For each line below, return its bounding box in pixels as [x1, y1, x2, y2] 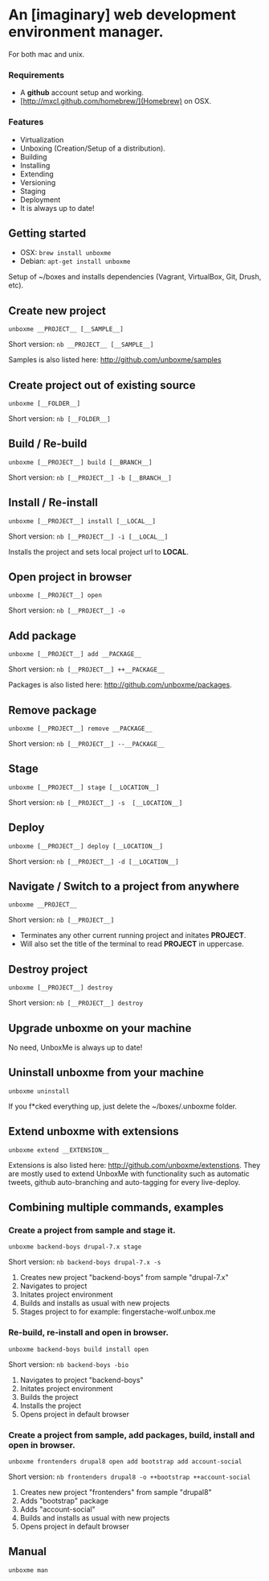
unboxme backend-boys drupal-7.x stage [8, 1243, 142, 1251]
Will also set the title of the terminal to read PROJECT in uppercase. [19, 939, 245, 949]
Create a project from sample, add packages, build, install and [8, 1429, 255, 1440]
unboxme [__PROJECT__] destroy [8, 984, 113, 992]
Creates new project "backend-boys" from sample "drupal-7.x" [19, 1273, 229, 1282]
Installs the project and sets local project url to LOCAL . [8, 547, 189, 556]
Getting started [8, 226, 87, 240]
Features [8, 117, 44, 128]
